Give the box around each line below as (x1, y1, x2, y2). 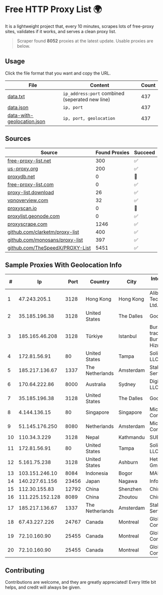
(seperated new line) (63, 96, 111, 103)
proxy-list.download (7, 189, 54, 195)
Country (90, 278, 110, 285)
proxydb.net (7, 173, 35, 180)
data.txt (7, 93, 25, 100)
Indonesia (85, 470, 108, 477)
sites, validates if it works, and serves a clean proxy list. (5, 28, 116, 34)
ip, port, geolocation (63, 115, 115, 121)
